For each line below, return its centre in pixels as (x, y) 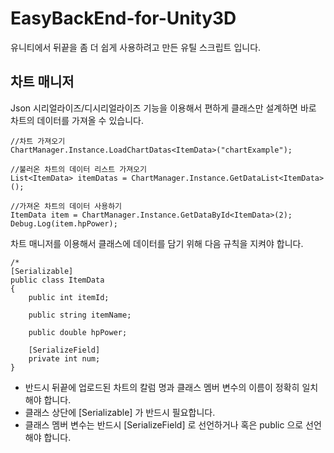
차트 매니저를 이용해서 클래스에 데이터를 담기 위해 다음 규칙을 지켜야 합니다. (157, 243)
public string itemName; (80, 315)
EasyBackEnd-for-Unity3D (123, 18)
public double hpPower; (78, 332)
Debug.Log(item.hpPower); (64, 223)
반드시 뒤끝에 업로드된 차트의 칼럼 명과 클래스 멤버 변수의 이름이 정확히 (162, 387)
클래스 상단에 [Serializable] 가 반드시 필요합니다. (120, 412)
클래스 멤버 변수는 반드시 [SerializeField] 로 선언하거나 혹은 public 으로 (164, 424)
